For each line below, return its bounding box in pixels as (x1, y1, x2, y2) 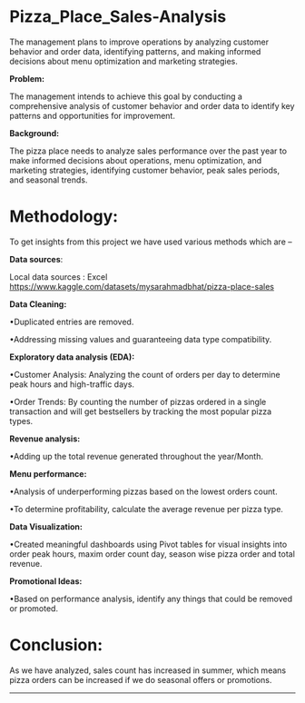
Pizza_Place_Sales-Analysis (9, 6, 227, 27)
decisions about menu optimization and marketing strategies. (9, 55, 239, 66)
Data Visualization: (9, 520, 84, 532)
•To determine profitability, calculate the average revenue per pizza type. (9, 503, 284, 514)
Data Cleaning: (9, 298, 67, 310)
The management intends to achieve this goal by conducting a (9, 91, 243, 102)
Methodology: (9, 206, 119, 227)
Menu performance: (9, 468, 87, 479)
